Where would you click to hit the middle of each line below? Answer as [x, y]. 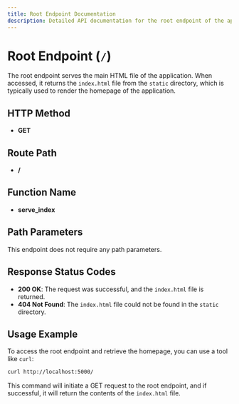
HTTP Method [39, 113]
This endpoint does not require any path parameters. [85, 249]
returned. [31, 296]
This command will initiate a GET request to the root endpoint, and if [107, 385]
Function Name [42, 192]
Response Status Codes [62, 272]
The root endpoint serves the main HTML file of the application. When [110, 76]
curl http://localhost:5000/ [51, 372]
